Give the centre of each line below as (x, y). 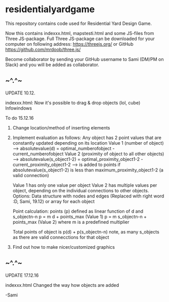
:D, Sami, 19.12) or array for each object (54, 201)
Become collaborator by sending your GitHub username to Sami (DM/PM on (84, 59)
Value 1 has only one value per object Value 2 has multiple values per (85, 185)
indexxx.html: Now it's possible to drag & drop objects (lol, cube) (73, 103)
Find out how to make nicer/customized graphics (64, 247)
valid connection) (31, 175)
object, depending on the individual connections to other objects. (81, 190)
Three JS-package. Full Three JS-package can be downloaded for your (80, 39)
